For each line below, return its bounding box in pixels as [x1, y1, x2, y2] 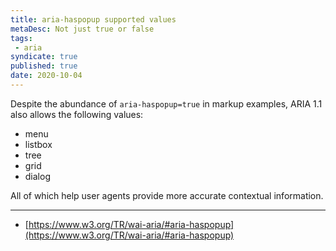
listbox [24, 138, 53, 150]
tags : [10, 33, 33, 43]
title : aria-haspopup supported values [10, 14, 177, 25]
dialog [24, 170, 51, 182]
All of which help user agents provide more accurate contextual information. [10, 189, 324, 201]
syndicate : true [10, 52, 78, 62]
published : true [10, 61, 78, 71]
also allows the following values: [10, 108, 144, 120]
